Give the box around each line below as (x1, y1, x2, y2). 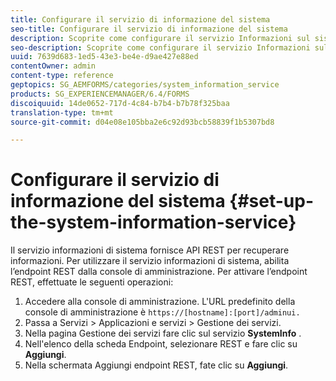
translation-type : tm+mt (10, 107, 114, 118)
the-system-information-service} (10, 211, 297, 234)
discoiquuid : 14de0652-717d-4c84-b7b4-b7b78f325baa (10, 98, 230, 108)
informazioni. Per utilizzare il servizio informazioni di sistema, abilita (10, 255, 290, 267)
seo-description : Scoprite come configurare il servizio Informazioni (10, 42, 311, 53)
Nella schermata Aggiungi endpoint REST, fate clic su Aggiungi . (24, 359, 289, 371)
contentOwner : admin (10, 61, 97, 71)
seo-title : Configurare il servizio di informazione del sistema (10, 24, 288, 34)
